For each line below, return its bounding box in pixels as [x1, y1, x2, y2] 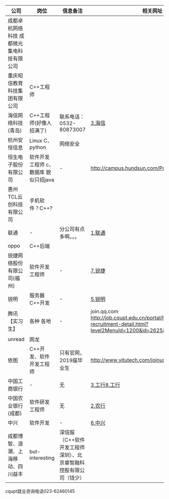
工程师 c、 [29, 161, 54, 168]
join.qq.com [90, 308, 119, 315]
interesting [29, 455, 55, 461]
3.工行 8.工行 [90, 381, 120, 388]
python [29, 144, 46, 151]
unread [8, 336, 25, 342]
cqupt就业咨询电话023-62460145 [5, 488, 75, 494]
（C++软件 [59, 436, 86, 443]
